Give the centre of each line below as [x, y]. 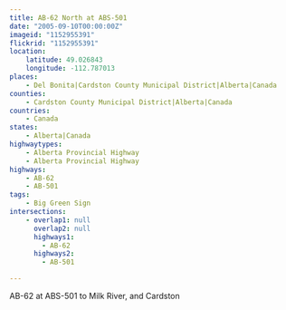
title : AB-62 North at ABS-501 [68, 18]
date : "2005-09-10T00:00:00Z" [67, 26]
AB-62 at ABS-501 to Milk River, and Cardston [95, 296]
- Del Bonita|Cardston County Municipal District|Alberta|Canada [152, 85]
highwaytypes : [36, 144]
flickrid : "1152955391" [54, 43]
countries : [30, 111]
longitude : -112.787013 [71, 69]
